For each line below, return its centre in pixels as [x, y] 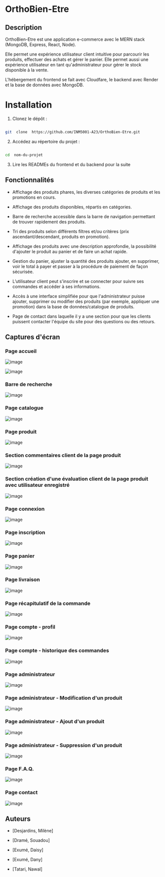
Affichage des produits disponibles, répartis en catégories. [72, 207]
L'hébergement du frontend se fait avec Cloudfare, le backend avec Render [82, 80]
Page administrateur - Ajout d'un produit [55, 721]
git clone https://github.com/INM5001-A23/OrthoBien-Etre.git [73, 132]
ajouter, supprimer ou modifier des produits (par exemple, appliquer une [86, 301]
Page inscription [25, 532]
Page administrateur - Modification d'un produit [64, 698]
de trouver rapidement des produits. [49, 222]
